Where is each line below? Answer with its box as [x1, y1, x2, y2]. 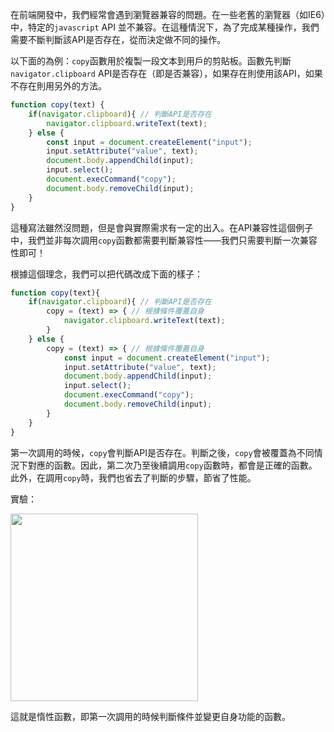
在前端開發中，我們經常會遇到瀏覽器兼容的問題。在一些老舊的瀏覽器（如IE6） [10, 9, 326, 20]
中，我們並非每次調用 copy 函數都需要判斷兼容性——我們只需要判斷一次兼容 [10, 234, 318, 246]
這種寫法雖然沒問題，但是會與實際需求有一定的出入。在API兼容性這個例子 [10, 221, 314, 233]
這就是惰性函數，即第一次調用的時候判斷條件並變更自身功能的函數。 [10, 710, 291, 722]
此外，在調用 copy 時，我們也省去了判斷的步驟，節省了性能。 [10, 471, 257, 483]
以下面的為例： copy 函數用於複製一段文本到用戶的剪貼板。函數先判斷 [10, 55, 292, 67]
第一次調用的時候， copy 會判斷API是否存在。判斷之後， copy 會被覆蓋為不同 [10, 446, 315, 458]
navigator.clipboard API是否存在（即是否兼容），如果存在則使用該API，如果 [10, 68, 323, 79]
